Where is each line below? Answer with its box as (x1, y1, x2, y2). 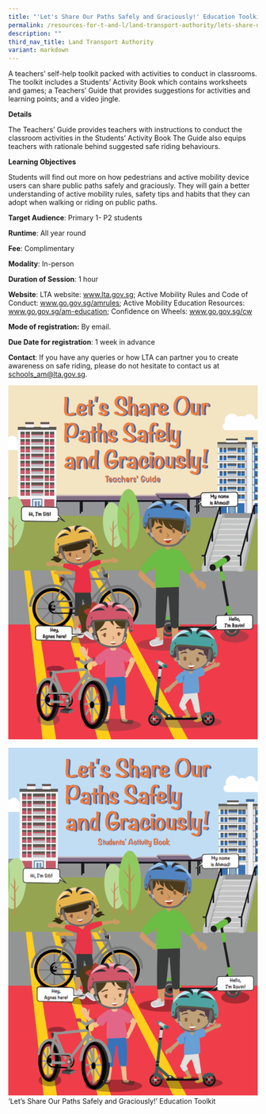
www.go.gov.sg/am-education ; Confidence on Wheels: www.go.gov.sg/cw (8, 307, 253, 316)
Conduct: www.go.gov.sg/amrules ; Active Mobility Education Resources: (8, 298, 245, 308)
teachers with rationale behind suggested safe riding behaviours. (8, 142, 221, 151)
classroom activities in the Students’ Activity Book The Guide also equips (8, 133, 247, 143)
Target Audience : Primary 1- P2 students (8, 213, 142, 223)
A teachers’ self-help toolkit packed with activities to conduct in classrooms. (8, 69, 257, 78)
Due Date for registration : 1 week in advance (8, 338, 156, 347)
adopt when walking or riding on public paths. (8, 198, 158, 208)
